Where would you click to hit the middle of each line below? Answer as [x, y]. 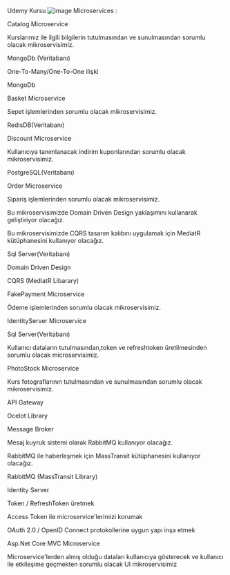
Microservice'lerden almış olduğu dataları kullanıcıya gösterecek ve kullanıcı [115, 557]
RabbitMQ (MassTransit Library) [52, 477]
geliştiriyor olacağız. [36, 220]
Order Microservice [35, 186]
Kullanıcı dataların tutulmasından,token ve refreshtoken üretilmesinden [107, 348]
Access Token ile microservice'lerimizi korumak [75, 517]
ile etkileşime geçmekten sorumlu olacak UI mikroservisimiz [92, 564]
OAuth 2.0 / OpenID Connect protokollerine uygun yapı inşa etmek [101, 530]
